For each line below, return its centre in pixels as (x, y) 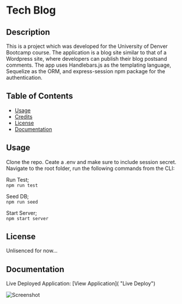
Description (28, 32)
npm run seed (22, 202)
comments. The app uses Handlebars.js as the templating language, (89, 65)
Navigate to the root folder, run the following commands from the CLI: (90, 168)
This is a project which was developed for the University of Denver (87, 46)
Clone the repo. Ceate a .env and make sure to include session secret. (91, 162)
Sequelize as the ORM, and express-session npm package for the (86, 71)
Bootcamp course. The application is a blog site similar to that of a (86, 53)
